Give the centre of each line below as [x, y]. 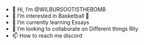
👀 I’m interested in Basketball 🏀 [51, 16]
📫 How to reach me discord [47, 36]
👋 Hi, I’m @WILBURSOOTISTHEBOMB [59, 9]
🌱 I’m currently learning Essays [51, 22]
